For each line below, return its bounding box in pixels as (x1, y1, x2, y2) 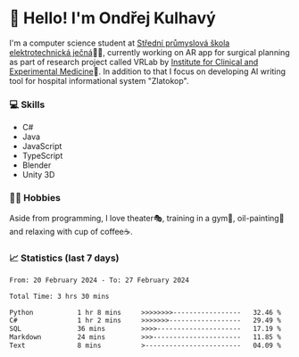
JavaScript (21, 141, 62, 152)
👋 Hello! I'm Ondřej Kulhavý (9, 8, 216, 29)
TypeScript (21, 151, 63, 162)
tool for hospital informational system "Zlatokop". (9, 75, 189, 86)
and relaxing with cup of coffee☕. (9, 226, 133, 237)
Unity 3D (21, 170, 55, 180)
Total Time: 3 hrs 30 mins (9, 292, 110, 301)
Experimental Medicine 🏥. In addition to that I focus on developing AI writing (9, 66, 287, 77)
